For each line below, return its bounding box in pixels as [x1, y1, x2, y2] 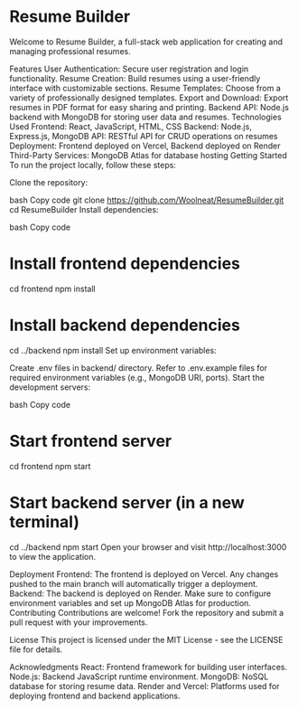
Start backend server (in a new [9, 492, 246, 513]
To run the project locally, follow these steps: [9, 159, 176, 170]
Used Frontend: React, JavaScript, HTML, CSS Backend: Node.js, [9, 120, 253, 132]
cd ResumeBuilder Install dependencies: [9, 204, 160, 214]
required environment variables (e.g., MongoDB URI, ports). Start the [9, 372, 265, 383]
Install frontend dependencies [9, 253, 241, 274]
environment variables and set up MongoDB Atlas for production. [9, 597, 251, 608]
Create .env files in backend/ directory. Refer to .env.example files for [9, 362, 268, 373]
